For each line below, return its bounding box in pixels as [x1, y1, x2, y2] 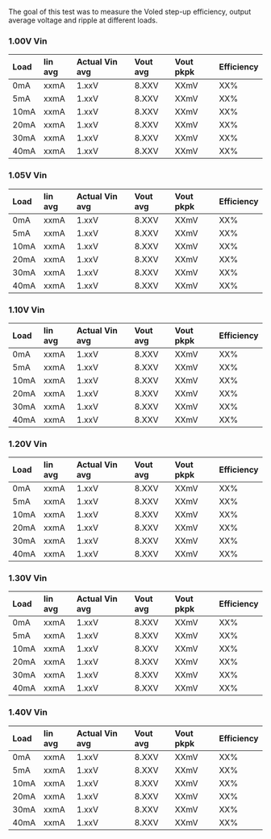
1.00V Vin [8, 35, 48, 47]
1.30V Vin [8, 573, 48, 584]
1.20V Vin [8, 438, 48, 449]
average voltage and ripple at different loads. [8, 15, 158, 25]
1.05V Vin [8, 169, 48, 181]
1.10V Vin [8, 304, 45, 315]
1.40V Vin [8, 707, 48, 718]
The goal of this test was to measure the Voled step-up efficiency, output [8, 7, 252, 16]
